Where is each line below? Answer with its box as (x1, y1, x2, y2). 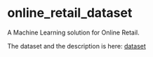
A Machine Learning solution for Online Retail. (7, 28, 140, 37)
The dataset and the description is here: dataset (7, 42, 146, 50)
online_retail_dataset (7, 5, 133, 21)
